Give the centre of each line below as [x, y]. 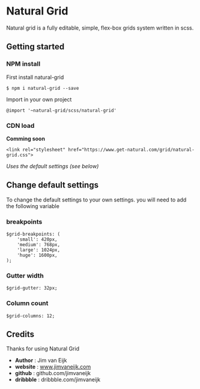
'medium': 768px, [39, 245]
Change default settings [53, 185]
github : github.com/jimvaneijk [53, 373]
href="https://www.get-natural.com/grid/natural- [132, 150]
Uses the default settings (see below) [53, 166]
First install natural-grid [35, 77]
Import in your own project [39, 99]
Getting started [35, 47]
